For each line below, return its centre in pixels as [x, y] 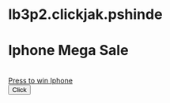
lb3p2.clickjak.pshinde [85, 15]
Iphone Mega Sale [68, 51]
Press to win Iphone [41, 81]
